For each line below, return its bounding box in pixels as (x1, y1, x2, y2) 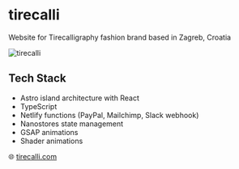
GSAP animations (19, 127, 79, 137)
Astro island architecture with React (19, 93, 139, 103)
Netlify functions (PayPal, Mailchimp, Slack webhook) (19, 110, 199, 120)
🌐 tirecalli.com (8, 151, 58, 161)
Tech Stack (8, 71, 66, 86)
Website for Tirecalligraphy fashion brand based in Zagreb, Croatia (8, 32, 232, 42)
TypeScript (19, 101, 58, 111)
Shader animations (19, 136, 83, 146)
